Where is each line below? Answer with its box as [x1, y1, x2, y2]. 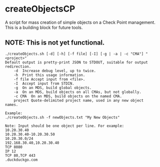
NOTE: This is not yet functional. [5, 39, 105, 47]
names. [5, 102, 18, 107]
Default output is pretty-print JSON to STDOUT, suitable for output [5, 60, 148, 65]
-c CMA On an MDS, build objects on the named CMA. [14, 93, 122, 99]
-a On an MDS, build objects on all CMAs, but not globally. [14, 90, 142, 94]
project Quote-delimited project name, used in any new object [14, 98, 144, 103]
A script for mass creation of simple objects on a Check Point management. [5, 19, 156, 25]
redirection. [5, 64, 31, 69]
